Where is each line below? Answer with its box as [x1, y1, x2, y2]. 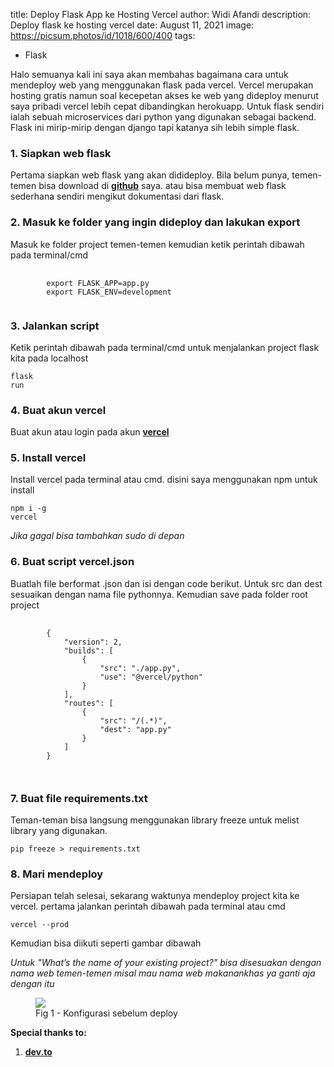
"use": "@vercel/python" [99, 672, 203, 682]
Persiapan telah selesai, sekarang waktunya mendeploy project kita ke [10, 890, 300, 902]
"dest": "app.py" [99, 724, 172, 734]
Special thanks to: [10, 1027, 87, 1039]
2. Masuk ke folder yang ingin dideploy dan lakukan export [10, 215, 301, 229]
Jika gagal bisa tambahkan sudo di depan [10, 530, 185, 542]
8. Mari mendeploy [10, 867, 104, 881]
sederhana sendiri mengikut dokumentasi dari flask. [10, 190, 225, 203]
